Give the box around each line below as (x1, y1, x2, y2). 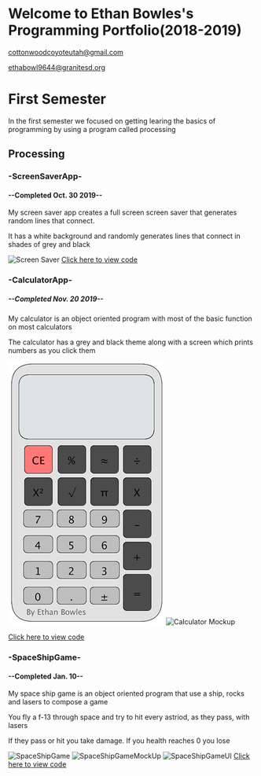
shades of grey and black (8, 240, 90, 249)
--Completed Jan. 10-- (8, 671, 84, 681)
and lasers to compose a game (8, 697, 108, 707)
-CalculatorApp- (8, 274, 72, 285)
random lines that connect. (8, 216, 96, 226)
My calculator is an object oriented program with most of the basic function (8, 314, 253, 323)
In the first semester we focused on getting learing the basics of (8, 116, 216, 126)
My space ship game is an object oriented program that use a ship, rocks (8, 689, 245, 698)
